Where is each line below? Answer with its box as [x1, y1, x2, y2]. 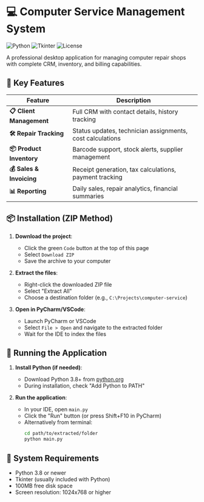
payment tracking [72, 173, 123, 181]
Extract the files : [15, 269, 58, 276]
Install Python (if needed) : [15, 364, 83, 371]
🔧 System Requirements [6, 453, 99, 463]
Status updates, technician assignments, [72, 126, 188, 134]
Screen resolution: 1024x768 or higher [15, 488, 111, 496]
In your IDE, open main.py [24, 406, 88, 413]
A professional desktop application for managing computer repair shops [6, 54, 186, 61]
